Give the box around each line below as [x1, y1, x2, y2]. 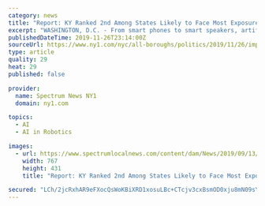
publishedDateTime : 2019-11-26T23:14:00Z [8, 33, 147, 42]
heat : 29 [8, 63, 37, 71]
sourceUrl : [8, 41, 44, 49]
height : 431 [22, 164, 62, 172]
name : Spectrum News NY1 [15, 92, 97, 99]
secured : [8, 186, 37, 194]
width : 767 [22, 157, 58, 165]
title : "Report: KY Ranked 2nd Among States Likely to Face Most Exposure [8, 19, 259, 27]
